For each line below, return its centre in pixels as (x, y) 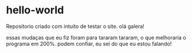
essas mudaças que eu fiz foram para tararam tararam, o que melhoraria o (96, 37)
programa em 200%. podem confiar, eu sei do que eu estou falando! (89, 44)
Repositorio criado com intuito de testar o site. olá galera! (75, 26)
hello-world (35, 10)
